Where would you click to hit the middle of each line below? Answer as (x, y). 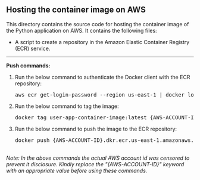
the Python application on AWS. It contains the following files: (82, 30)
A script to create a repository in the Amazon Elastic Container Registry (102, 42)
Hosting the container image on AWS (76, 10)
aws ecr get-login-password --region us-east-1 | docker (99, 94)
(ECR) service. (32, 48)
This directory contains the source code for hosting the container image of (98, 24)
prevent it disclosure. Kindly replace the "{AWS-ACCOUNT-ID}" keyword (95, 164)
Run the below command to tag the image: (67, 106)
